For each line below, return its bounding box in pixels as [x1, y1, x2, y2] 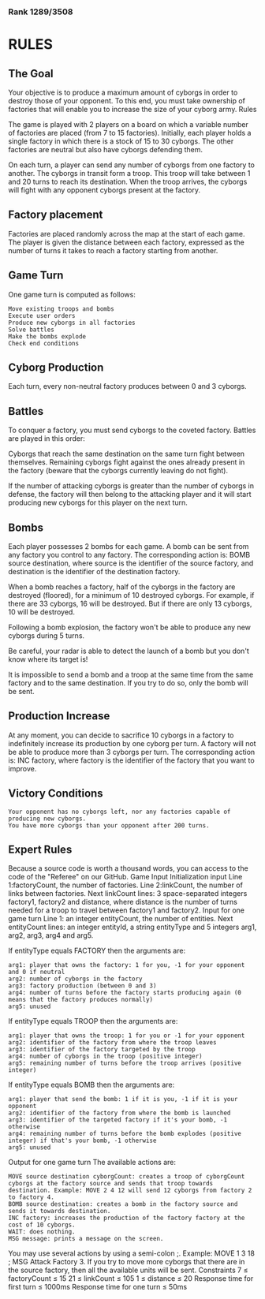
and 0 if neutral [8, 969, 65, 976]
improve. [8, 763, 37, 773]
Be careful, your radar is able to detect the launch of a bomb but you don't [8, 646, 250, 655]
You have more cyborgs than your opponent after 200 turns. [8, 821, 211, 830]
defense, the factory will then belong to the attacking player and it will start [8, 490, 252, 499]
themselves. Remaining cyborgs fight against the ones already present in [8, 457, 245, 467]
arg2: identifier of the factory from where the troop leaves [8, 1039, 217, 1047]
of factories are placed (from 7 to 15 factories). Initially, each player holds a [8, 128, 252, 137]
